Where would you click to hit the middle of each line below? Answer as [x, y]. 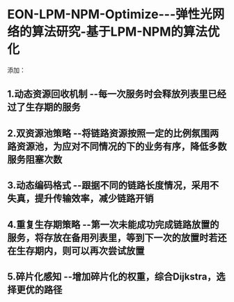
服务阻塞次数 [35, 159]
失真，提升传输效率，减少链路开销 [80, 199]
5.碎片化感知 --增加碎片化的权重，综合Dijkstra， [112, 276]
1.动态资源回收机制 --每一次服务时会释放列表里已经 [117, 94]
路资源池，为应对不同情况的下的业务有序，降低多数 [117, 146]
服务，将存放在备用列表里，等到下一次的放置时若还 [117, 237]
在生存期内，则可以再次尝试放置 [76, 251]
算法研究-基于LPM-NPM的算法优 [126, 32]
